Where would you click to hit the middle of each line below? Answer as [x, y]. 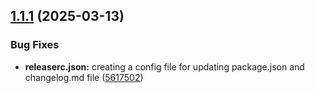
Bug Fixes [35, 45]
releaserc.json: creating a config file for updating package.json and [164, 66]
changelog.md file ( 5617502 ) [84, 77]
